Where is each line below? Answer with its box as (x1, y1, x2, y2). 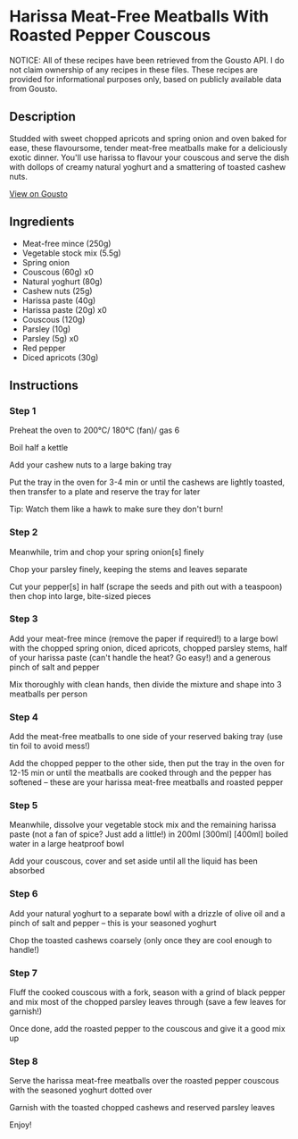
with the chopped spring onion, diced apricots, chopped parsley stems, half (9, 642, 288, 654)
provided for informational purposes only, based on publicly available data (9, 73, 283, 84)
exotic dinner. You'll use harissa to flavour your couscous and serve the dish (9, 152, 290, 163)
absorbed (9, 865, 46, 876)
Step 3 (9, 612, 38, 625)
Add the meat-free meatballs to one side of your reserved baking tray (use (9, 731, 284, 742)
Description (9, 109, 76, 124)
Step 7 (9, 966, 37, 979)
